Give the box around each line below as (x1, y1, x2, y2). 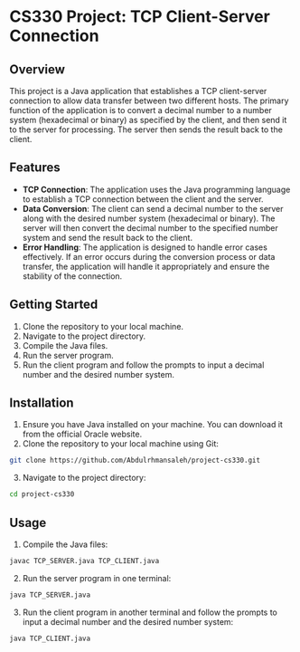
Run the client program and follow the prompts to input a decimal (22, 360, 265, 370)
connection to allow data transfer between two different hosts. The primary (9, 95, 289, 106)
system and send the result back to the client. (22, 232, 192, 243)
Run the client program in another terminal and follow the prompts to (22, 607, 278, 618)
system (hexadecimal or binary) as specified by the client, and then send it (9, 115, 287, 125)
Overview (9, 62, 66, 77)
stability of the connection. (22, 270, 123, 282)
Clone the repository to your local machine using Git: (22, 438, 220, 449)
